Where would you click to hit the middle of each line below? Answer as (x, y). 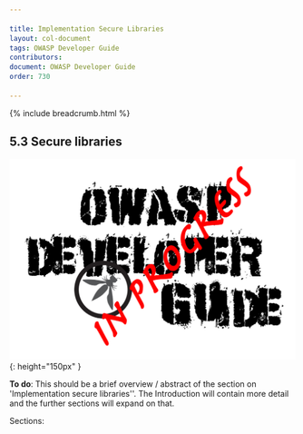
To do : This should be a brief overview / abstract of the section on (133, 384)
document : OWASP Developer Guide (73, 67)
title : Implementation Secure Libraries (87, 29)
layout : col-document (50, 38)
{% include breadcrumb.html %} (70, 113)
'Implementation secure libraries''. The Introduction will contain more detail (149, 394)
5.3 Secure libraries (66, 142)
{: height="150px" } (45, 367)
